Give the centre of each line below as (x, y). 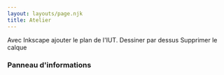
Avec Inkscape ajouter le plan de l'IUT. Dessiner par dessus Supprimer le (112, 40)
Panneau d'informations (49, 65)
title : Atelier (29, 20)
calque (17, 47)
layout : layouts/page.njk (45, 14)
